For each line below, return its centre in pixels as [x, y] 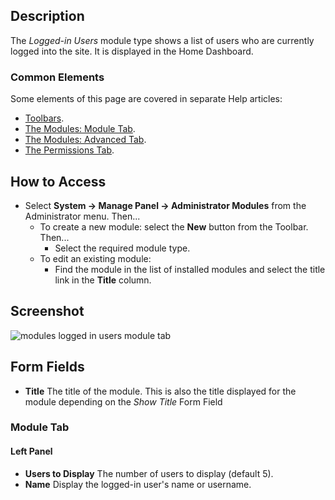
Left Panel [31, 451]
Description [47, 16]
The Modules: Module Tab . [80, 129]
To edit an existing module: [95, 258]
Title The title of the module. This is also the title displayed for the [160, 391]
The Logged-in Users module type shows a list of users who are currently [162, 40]
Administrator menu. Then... [82, 216]
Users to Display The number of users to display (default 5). [149, 473]
